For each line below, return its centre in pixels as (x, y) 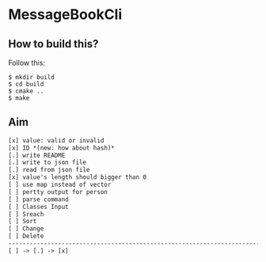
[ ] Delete (26, 236)
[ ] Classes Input (38, 207)
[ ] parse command (38, 199)
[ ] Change (26, 229)
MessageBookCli (65, 15)
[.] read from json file (49, 170)
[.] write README (37, 155)
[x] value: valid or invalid (56, 140)
